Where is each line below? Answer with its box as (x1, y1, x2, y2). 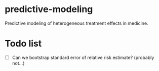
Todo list (5, 38, 42, 49)
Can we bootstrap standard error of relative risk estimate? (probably (12, 54, 154, 60)
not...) (12, 60, 25, 66)
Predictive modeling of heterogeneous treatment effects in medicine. (5, 20, 148, 26)
